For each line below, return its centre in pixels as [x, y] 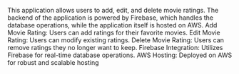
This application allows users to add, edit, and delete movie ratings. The [113, 10]
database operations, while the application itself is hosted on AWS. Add [112, 25]
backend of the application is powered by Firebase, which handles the [111, 18]
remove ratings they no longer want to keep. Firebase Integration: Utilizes [115, 48]
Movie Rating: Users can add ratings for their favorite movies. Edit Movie [114, 32]
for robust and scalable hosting [53, 62]
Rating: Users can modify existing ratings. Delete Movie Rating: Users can [116, 40]
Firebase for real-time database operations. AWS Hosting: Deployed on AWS [120, 55]
